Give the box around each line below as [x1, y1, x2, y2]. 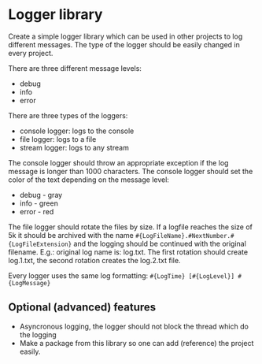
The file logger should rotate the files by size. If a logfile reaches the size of [8, 222, 253, 232]
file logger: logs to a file [19, 134, 97, 143]
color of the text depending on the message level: [8, 175, 169, 184]
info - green [19, 199, 59, 208]
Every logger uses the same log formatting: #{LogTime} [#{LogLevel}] [8, 270, 234, 280]
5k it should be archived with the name [8, 230, 134, 240]
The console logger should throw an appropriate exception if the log [8, 158, 229, 167]
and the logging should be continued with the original [73, 239, 246, 248]
